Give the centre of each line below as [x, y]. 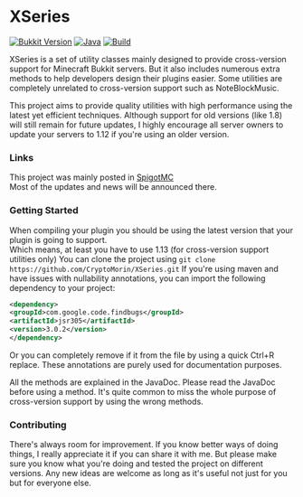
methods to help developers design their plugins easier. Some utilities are [146, 78]
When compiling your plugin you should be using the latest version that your [151, 230]
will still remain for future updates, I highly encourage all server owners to [147, 125]
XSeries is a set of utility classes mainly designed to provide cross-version [148, 59]
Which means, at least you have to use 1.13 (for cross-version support [139, 249]
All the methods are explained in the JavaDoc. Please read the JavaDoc [142, 382]
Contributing [38, 425]
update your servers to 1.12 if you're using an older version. [119, 134]
